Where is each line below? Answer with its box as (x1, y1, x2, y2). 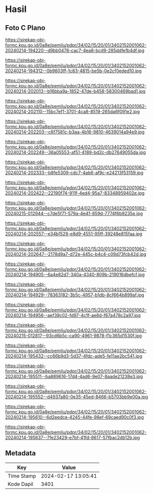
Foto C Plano (5, 24, 45, 32)
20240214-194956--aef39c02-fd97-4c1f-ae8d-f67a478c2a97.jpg (5, 312, 141, 318)
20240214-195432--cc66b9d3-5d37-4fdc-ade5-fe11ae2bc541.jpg (5, 353, 142, 359)
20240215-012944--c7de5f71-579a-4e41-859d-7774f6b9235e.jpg (5, 211, 143, 216)
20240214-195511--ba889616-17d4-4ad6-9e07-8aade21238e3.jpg (5, 374, 143, 379)
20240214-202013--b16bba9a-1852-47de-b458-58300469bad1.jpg (5, 88, 146, 94)
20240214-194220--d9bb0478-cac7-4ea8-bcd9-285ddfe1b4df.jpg (5, 48, 145, 53)
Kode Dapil (7, 480, 33, 487)
